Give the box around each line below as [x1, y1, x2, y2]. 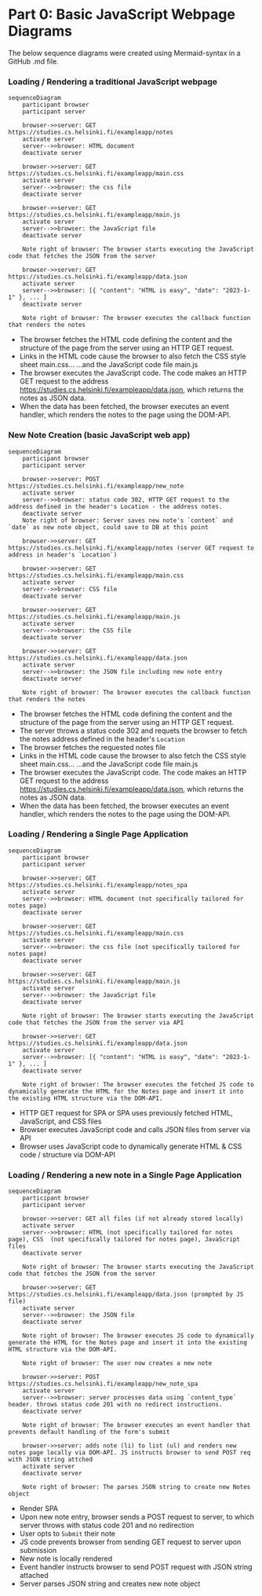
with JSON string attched [8, 1456, 93, 1464]
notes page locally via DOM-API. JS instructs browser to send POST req [8, 1449, 251, 1457]
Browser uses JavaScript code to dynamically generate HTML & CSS [19, 1142, 242, 1151]
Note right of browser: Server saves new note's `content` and [22, 517, 234, 524]
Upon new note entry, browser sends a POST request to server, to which [19, 1512, 255, 1522]
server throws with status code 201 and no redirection [19, 1521, 195, 1530]
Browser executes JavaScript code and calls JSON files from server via [19, 1124, 251, 1134]
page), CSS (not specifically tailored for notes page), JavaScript [8, 1236, 241, 1244]
